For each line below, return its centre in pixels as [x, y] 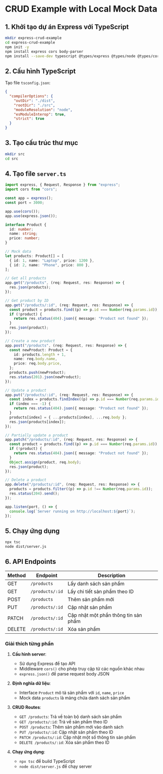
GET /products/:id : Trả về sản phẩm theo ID [63, 722]
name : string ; [24, 234]
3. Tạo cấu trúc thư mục [42, 143]
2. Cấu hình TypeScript [41, 71]
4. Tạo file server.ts [36, 174]
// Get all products [26, 278]
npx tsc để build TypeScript [47, 761]
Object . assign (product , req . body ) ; [45, 462]
